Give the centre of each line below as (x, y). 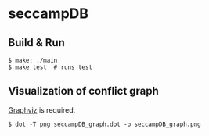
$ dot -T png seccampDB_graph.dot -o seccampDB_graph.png (104, 124)
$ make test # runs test (50, 67)
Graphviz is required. (42, 109)
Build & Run (36, 43)
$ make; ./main (33, 60)
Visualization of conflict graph (83, 91)
